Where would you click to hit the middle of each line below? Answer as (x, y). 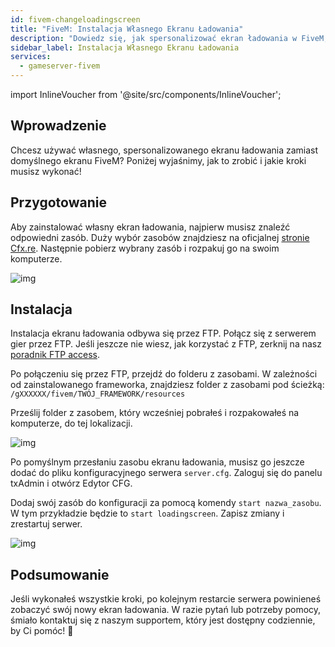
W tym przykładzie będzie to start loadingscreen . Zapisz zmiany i (147, 513)
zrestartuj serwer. (46, 524)
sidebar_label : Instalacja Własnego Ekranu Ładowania (125, 47)
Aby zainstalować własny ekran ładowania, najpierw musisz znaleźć (150, 227)
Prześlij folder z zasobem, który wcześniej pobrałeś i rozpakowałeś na (155, 413)
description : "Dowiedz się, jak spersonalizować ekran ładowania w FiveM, (169, 38)
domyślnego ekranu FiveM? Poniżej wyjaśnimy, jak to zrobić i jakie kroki (158, 160)
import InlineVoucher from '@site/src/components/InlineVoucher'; (146, 94)
